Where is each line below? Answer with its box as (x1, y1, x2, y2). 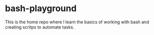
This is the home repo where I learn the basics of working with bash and (5, 19, 149, 25)
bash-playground (5, 3, 77, 14)
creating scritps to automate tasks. (5, 24, 75, 30)
